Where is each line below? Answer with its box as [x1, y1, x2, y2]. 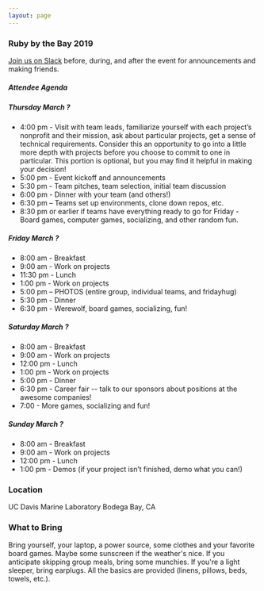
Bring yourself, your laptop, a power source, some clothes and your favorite [8, 540, 255, 550]
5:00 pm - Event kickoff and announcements [19, 173, 166, 182]
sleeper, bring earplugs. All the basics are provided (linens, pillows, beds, [8, 565, 247, 575]
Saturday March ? [8, 322, 69, 332]
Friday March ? [8, 233, 59, 243]
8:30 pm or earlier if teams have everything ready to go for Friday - [19, 207, 239, 217]
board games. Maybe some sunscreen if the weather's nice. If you [8, 548, 225, 558]
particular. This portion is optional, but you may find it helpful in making [19, 156, 252, 166]
